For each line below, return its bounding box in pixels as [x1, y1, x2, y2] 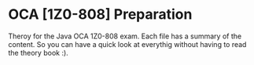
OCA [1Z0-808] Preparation [8, 5, 193, 23]
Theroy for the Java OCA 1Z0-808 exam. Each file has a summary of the [8, 31, 242, 41]
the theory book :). [8, 48, 68, 57]
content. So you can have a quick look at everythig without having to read [8, 39, 247, 49]
